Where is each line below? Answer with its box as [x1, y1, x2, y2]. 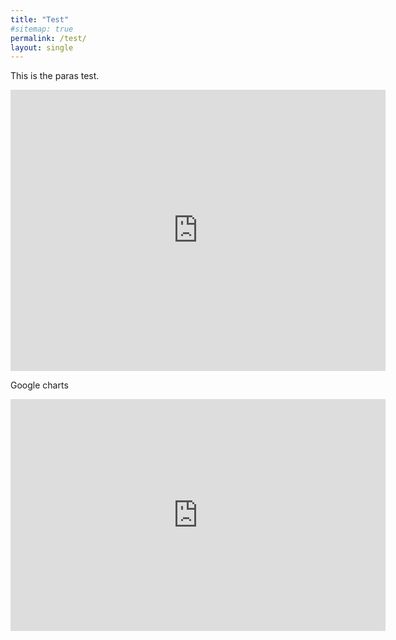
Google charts [10, 379, 69, 391]
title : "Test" [10, 14, 70, 25]
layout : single [10, 42, 74, 53]
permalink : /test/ [10, 33, 87, 43]
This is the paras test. [10, 70, 100, 82]
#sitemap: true [10, 24, 74, 34]
